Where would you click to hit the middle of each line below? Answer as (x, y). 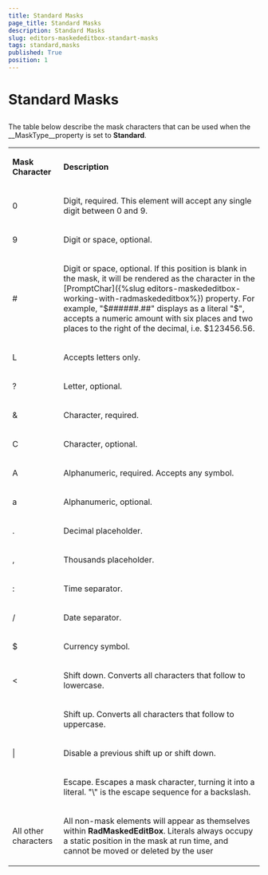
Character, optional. (100, 444)
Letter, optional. (93, 386)
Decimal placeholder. (103, 531)
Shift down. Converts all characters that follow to (154, 676)
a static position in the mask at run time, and (146, 841)
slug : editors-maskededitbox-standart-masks (83, 38)
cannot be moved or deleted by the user (138, 851)
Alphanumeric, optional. (108, 502)
